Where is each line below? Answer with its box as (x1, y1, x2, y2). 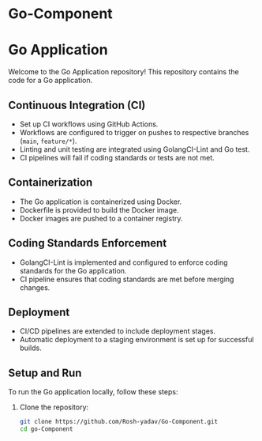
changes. (19, 282, 51, 292)
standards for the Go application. (19, 266, 127, 275)
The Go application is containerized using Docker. (19, 197, 182, 206)
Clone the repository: (19, 402, 89, 412)
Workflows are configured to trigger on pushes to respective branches (19, 127, 249, 137)
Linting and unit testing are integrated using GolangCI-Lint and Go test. (19, 144, 250, 154)
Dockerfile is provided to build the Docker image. (19, 205, 179, 214)
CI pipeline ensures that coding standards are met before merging (19, 274, 234, 284)
